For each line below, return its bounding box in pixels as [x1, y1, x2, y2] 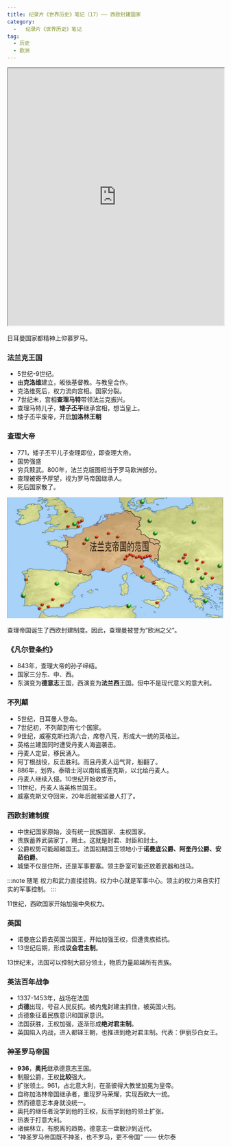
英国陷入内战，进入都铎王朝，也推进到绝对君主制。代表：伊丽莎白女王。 [16, 1028, 221, 1037]
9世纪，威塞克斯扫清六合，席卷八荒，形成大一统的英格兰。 [16, 731, 184, 740]
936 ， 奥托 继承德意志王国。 [16, 1064, 96, 1072]
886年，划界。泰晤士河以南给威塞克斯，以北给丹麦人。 [16, 766, 173, 774]
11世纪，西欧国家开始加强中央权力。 [7, 899, 108, 908]
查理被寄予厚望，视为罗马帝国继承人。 [16, 474, 125, 482]
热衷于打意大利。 [16, 1115, 66, 1124]
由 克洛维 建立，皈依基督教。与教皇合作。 [16, 378, 132, 387]
